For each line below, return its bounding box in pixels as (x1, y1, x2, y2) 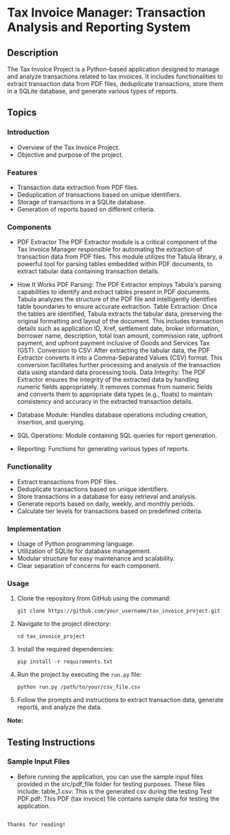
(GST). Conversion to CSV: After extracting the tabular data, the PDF (16, 346, 211, 355)
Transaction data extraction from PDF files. (16, 183, 139, 191)
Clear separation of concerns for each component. (16, 561, 161, 570)
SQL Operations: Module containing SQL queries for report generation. (16, 431, 218, 440)
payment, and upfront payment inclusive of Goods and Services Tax (16, 339, 210, 347)
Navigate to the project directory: (16, 620, 111, 628)
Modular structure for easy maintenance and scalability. (16, 554, 175, 562)
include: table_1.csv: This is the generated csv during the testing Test (16, 787, 212, 795)
